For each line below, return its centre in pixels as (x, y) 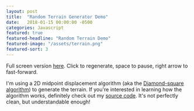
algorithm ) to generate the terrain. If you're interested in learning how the (94, 89)
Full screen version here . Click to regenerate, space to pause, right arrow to (97, 66)
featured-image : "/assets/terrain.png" (55, 44)
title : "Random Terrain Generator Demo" (57, 17)
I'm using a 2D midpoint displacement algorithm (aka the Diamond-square (95, 83)
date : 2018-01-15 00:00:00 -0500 (49, 22)
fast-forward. (22, 72)
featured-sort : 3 (27, 49)
